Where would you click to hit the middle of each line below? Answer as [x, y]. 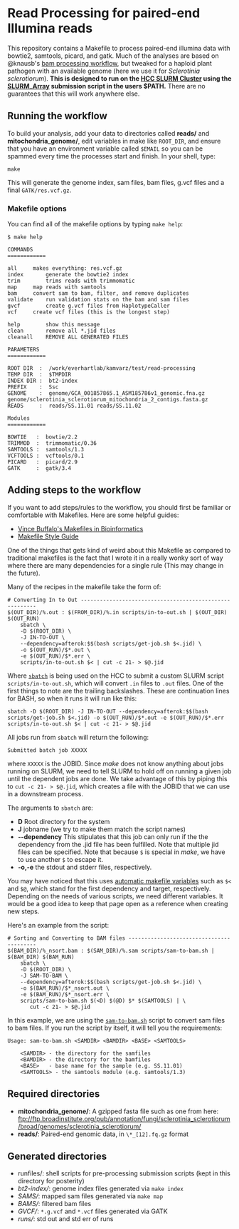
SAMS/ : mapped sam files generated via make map [90, 1196]
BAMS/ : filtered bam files [54, 1204]
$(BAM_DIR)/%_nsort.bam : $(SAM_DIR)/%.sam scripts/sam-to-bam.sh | [111, 950]
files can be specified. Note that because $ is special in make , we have [121, 852]
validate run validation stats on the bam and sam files [99, 300]
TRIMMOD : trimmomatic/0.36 [52, 443]
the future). [24, 573]
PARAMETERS [23, 350]
